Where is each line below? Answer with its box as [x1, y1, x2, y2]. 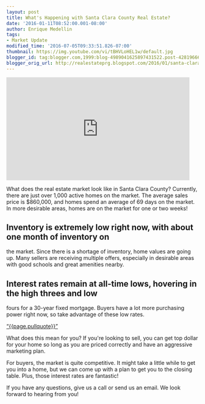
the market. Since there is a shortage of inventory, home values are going [6, 248, 191, 255]
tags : [6, 32, 20, 38]
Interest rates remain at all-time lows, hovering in [6, 278, 197, 289]
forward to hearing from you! [6, 391, 79, 398]
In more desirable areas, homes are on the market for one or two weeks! [6, 204, 188, 212]
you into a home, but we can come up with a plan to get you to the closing [6, 366, 192, 373]
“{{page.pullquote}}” [6, 323, 58, 330]
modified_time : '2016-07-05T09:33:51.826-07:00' [6, 43, 132, 49]
